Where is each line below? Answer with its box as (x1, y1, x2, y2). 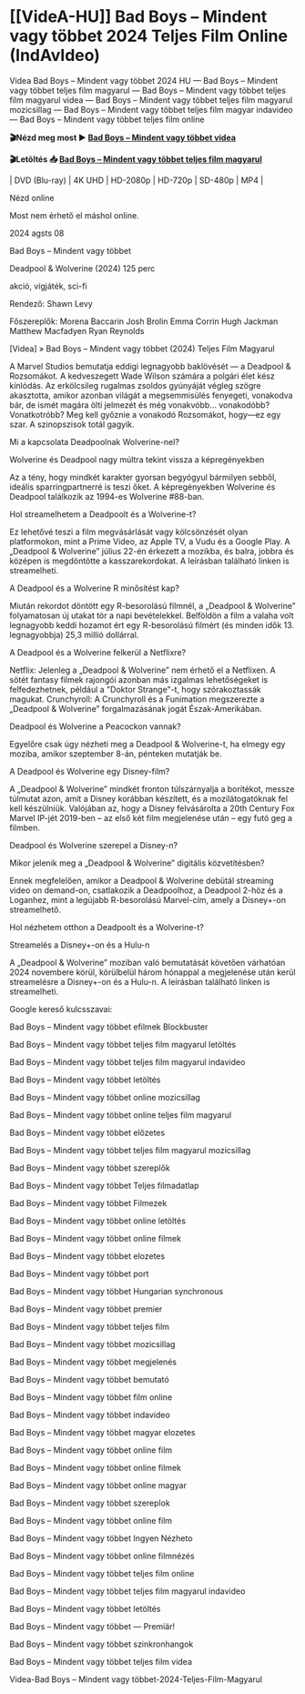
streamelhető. (9, 904, 62, 915)
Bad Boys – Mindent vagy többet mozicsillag (9, 1338, 176, 1349)
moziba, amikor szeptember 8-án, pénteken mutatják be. (9, 748, 223, 759)
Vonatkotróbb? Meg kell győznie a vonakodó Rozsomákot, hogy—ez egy (9, 409, 281, 420)
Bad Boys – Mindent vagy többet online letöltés (9, 1215, 187, 1226)
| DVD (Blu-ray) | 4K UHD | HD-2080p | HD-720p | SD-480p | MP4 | (9, 175, 264, 186)
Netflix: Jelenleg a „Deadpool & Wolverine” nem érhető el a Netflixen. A (9, 664, 276, 675)
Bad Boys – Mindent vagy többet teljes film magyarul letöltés (9, 1039, 237, 1050)
